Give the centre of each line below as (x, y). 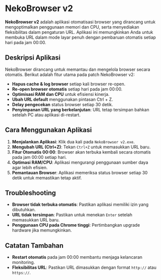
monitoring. (23, 263)
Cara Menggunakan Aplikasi (48, 130)
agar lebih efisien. (30, 167)
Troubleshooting (31, 193)
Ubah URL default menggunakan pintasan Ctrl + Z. (62, 99)
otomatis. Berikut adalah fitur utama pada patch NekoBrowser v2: (70, 74)
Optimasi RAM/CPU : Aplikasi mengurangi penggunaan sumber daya (80, 162)
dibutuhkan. (24, 210)
